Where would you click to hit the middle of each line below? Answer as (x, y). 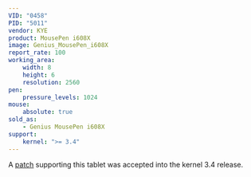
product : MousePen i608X (49, 38)
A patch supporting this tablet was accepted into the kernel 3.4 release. (126, 164)
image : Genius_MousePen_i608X (59, 45)
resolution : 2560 (51, 82)
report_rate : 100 (37, 53)
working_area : (32, 61)
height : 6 (39, 75)
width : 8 (37, 68)
